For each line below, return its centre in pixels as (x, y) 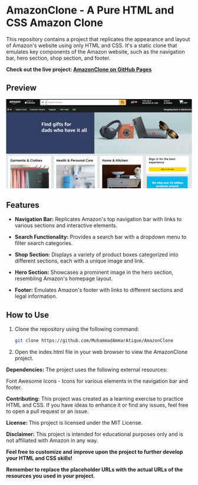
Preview (22, 88)
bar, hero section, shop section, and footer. (58, 58)
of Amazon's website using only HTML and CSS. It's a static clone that (92, 45)
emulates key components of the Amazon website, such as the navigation (96, 51)
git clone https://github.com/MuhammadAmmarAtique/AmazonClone (94, 341)
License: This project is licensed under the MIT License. (75, 422)
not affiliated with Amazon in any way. (52, 440)
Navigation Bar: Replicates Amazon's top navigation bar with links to (98, 219)
